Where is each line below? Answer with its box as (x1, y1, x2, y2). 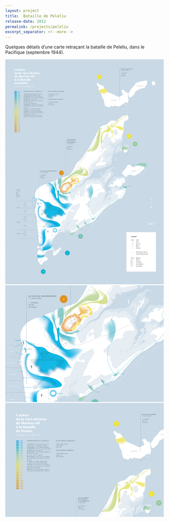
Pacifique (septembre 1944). (5, 49, 64, 56)
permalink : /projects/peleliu (5, 24, 69, 29)
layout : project (5, 8, 39, 13)
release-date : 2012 (5, 19, 46, 24)
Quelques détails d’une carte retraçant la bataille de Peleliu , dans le (5, 44, 145, 50)
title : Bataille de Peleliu (5, 13, 66, 19)
